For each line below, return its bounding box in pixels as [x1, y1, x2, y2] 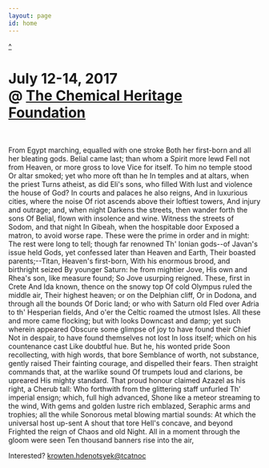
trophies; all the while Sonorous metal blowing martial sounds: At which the [8, 410, 256, 420]
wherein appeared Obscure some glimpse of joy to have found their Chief [8, 324, 251, 334]
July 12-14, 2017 [8, 69, 118, 87]
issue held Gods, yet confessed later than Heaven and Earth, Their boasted [8, 248, 256, 258]
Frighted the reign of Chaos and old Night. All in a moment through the [8, 427, 240, 437]
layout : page [8, 11, 52, 20]
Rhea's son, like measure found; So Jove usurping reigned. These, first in [8, 274, 251, 283]
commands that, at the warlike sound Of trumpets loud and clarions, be [8, 367, 243, 377]
